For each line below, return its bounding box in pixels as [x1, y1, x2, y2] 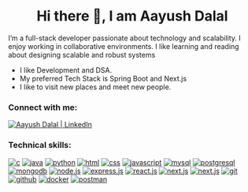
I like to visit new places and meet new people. [19, 82, 172, 92]
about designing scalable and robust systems [8, 50, 156, 59]
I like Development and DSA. [19, 65, 113, 74]
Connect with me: [8, 102, 78, 113]
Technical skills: [8, 140, 72, 151]
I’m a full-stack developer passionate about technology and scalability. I [8, 33, 242, 43]
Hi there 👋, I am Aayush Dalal [36, 7, 228, 25]
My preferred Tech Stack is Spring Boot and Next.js [19, 73, 187, 83]
